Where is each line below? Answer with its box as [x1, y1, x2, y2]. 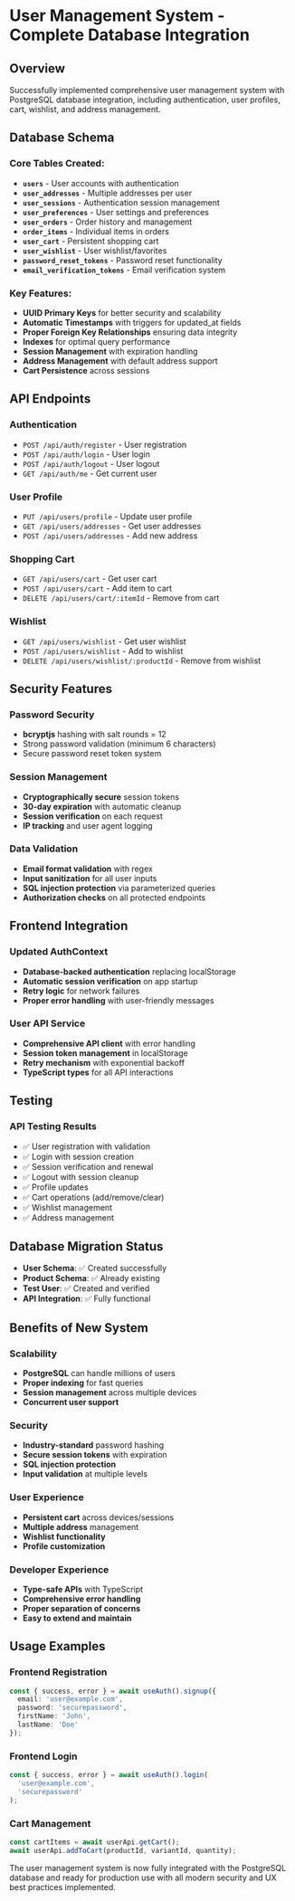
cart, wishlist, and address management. [9, 104, 161, 114]
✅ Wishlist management [22, 1202, 113, 1212]
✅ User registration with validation [22, 1141, 151, 1152]
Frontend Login [9, 1750, 78, 1763]
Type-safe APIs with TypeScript [22, 1583, 143, 1594]
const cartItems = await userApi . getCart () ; [9, 1838, 180, 1847]
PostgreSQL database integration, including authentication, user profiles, [9, 94, 281, 105]
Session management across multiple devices [22, 1387, 197, 1398]
